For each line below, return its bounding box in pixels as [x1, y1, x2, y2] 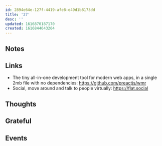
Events [5, 133, 28, 142]
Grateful [5, 117, 32, 125]
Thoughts [5, 99, 37, 108]
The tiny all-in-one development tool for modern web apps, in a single [12, 74, 157, 80]
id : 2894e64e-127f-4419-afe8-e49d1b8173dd [5, 7, 95, 12]
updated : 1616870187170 [5, 21, 55, 26]
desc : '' [5, 16, 24, 21]
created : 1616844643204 [5, 26, 55, 31]
